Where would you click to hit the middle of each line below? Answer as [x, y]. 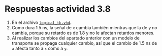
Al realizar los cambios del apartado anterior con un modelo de [76, 38]
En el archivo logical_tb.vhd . [42, 22]
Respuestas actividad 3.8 [58, 9]
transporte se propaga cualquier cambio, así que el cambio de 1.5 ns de [84, 43]
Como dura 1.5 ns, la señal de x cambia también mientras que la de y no [84, 27]
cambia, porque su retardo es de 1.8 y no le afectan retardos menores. [83, 33]
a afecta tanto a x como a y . [40, 48]
